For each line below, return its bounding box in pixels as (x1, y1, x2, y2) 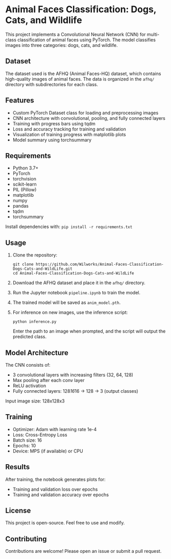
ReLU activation (12, 383, 46, 389)
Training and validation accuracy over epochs (12, 491, 109, 498)
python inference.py (12, 319, 57, 324)
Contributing (5, 535, 47, 543)
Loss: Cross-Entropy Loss (12, 431, 67, 438)
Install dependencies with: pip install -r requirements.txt (5, 223, 133, 230)
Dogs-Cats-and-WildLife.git (12, 266, 72, 271)
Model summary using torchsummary (12, 137, 92, 143)
